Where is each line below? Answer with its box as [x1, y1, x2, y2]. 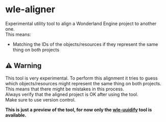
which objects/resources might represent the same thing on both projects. [5, 80, 162, 86]
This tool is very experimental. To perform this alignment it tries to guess [5, 75, 158, 81]
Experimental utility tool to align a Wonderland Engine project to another [5, 20, 157, 27]
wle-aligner [5, 4, 55, 15]
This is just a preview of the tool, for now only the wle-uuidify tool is [5, 106, 152, 113]
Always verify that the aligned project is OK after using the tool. [5, 91, 138, 97]
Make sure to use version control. [5, 96, 76, 103]
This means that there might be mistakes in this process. [5, 86, 124, 92]
